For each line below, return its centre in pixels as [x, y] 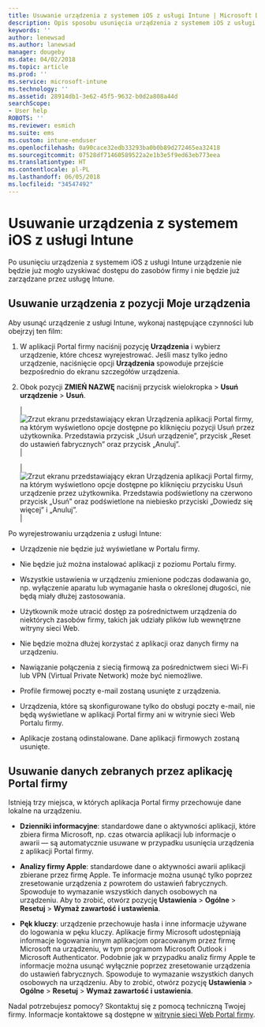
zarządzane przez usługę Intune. [62, 279]
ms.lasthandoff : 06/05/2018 [54, 177]
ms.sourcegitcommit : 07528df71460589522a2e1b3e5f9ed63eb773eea [114, 155]
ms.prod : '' [28, 74]
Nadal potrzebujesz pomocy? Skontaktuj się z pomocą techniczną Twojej [127, 1006]
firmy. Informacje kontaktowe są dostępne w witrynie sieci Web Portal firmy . [132, 1014]
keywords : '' [30, 30]
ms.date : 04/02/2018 [42, 60]
